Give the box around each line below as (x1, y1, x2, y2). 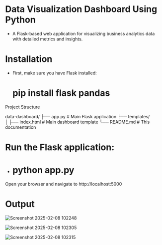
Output (5, 199, 35, 210)
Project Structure (5, 104, 40, 110)
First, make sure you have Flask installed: (12, 70, 97, 76)
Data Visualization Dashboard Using (5, 3, 158, 15)
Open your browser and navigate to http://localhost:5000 (5, 181, 122, 187)
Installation (5, 53, 53, 65)
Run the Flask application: (5, 142, 115, 153)
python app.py (12, 165, 75, 176)
